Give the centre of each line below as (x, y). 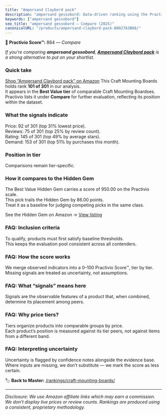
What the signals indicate (37, 115)
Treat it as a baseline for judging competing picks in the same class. (75, 205)
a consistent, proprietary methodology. (45, 407)
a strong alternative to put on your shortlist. (50, 57)
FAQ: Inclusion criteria (33, 228)
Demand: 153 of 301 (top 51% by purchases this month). (63, 142)
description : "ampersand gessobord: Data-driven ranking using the (77, 14)
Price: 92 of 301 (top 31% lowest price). (45, 126)
